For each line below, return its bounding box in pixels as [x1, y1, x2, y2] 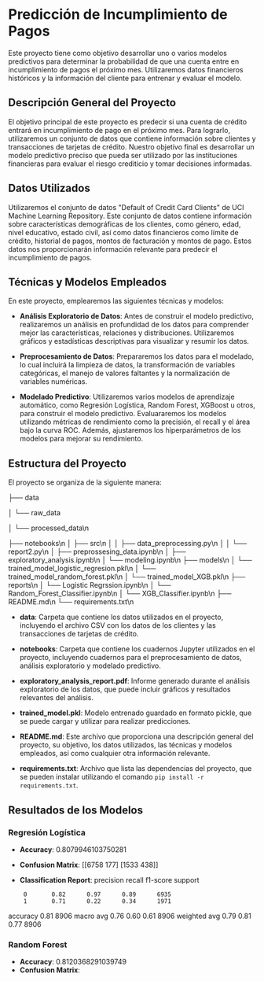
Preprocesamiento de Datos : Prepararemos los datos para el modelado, [19, 352, 255, 361]
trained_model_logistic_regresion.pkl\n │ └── [8, 564, 156, 573]
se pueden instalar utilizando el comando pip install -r [19, 773, 204, 782]
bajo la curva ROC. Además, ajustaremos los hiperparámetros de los [19, 426, 241, 435]
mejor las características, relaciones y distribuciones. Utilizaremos [19, 328, 235, 337]
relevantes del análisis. [19, 693, 94, 703]
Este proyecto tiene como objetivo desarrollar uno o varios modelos [8, 48, 228, 57]
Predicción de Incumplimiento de [8, 6, 228, 24]
